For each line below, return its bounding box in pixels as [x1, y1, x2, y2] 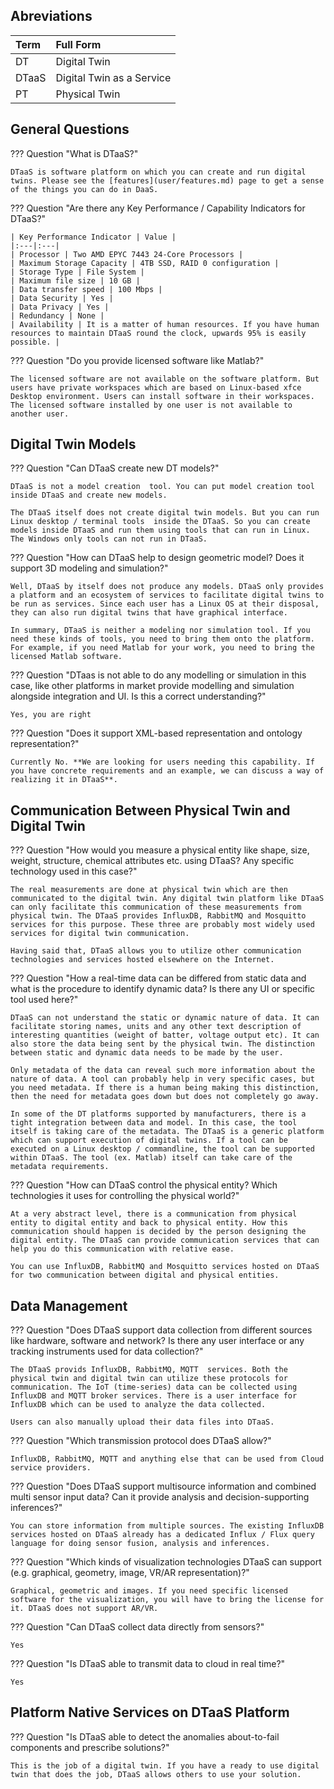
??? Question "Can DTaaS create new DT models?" [10, 462, 220, 474]
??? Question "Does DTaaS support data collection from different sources [10, 1324, 313, 1336]
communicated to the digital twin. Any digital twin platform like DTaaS [10, 894, 325, 904]
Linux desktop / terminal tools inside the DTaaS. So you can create [10, 517, 311, 527]
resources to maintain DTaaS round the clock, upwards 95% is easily [10, 328, 307, 338]
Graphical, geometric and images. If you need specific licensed [10, 1586, 288, 1596]
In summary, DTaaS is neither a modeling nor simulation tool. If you [10, 625, 311, 636]
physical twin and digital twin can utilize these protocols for [10, 1374, 288, 1384]
